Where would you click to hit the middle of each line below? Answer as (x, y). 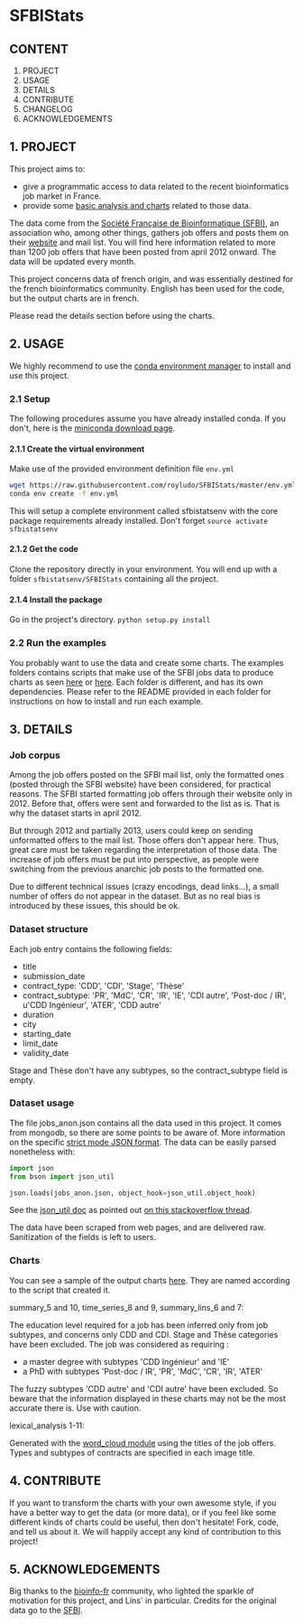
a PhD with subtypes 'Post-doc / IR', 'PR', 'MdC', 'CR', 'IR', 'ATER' (142, 1371)
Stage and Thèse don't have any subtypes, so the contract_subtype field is (149, 1070)
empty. (23, 1079)
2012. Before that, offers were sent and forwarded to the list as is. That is (145, 804)
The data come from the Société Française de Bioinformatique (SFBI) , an (144, 223)
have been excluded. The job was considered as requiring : (119, 1344)
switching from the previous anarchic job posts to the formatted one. (137, 869)
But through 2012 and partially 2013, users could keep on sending (131, 831)
